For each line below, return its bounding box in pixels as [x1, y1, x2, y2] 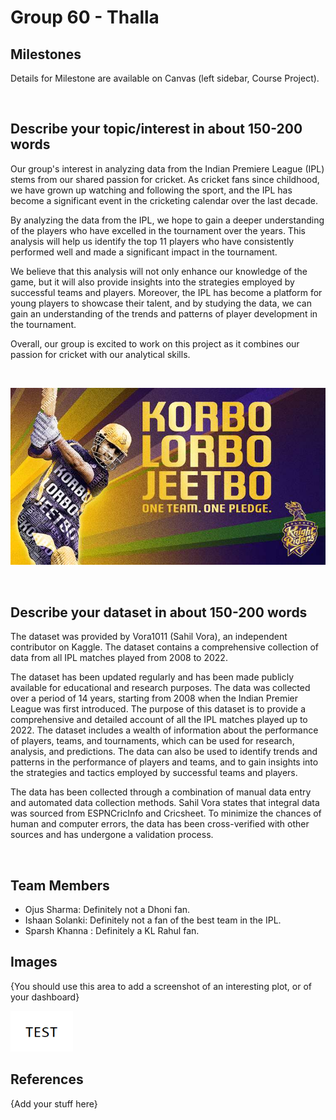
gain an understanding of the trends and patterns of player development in [10, 307, 318, 320]
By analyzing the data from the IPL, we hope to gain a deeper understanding [10, 214, 325, 226]
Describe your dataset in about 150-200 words [10, 604, 308, 621]
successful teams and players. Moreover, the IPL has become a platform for [10, 286, 323, 298]
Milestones [10, 46, 82, 63]
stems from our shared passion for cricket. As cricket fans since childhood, [10, 173, 320, 185]
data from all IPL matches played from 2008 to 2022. [10, 652, 228, 664]
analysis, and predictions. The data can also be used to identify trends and [10, 746, 318, 758]
